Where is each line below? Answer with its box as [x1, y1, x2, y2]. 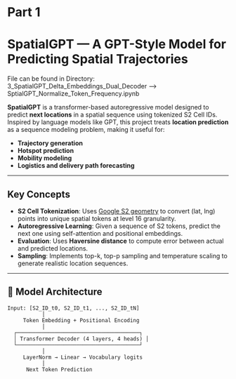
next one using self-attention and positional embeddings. [17, 229, 183, 237]
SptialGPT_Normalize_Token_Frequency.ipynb [7, 89, 140, 98]
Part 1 [7, 4, 41, 20]
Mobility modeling [17, 154, 72, 162]
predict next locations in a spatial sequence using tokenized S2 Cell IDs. [7, 110, 218, 119]
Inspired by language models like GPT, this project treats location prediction [7, 118, 229, 126]
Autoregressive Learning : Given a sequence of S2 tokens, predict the [17, 222, 221, 230]
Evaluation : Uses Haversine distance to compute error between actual [17, 237, 224, 245]
